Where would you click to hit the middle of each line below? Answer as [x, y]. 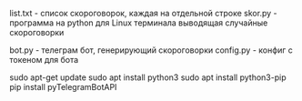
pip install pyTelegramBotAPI [63, 87]
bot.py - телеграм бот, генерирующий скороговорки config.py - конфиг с [151, 50]
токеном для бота [44, 60]
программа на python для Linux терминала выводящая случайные [139, 23]
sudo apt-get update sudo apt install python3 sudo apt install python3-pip [148, 77]
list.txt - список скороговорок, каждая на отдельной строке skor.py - [143, 13]
